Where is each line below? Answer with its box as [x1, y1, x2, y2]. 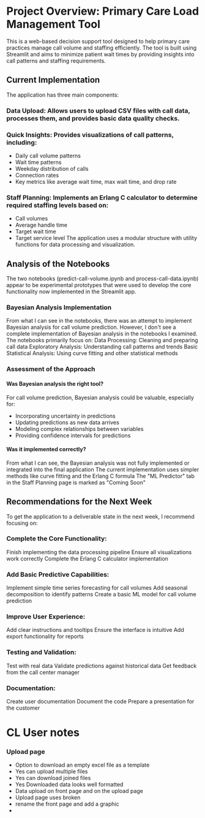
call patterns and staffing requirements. [6, 57, 106, 64]
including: [6, 138, 37, 146]
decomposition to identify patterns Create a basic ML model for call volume [6, 591, 197, 598]
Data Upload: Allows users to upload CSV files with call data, [6, 106, 190, 114]
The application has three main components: [6, 91, 119, 99]
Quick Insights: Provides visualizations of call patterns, [6, 130, 174, 139]
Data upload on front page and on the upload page [15, 787, 144, 795]
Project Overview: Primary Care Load [6, 4, 199, 18]
